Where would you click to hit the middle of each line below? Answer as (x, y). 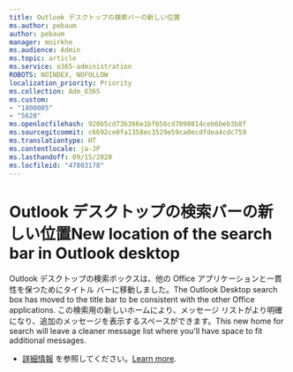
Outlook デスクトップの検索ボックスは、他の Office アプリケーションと (138, 278)
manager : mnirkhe (41, 42)
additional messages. (48, 340)
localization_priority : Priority (71, 83)
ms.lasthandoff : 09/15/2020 (61, 157)
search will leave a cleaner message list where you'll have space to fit (136, 331)
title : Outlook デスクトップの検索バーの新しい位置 (95, 17)
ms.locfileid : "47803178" (56, 165)
